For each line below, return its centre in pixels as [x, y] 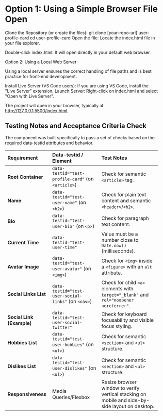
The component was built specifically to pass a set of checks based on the [80, 137]
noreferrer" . [116, 305]
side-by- [139, 400]
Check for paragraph [125, 218]
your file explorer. [23, 43]
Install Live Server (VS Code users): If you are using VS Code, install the [77, 85]
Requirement [23, 158]
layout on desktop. [133, 406]
